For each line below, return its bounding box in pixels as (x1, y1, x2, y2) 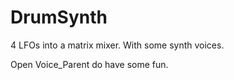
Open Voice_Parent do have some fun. (10, 58, 169, 70)
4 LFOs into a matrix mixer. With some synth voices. (10, 39, 225, 51)
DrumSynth (10, 6, 108, 29)
